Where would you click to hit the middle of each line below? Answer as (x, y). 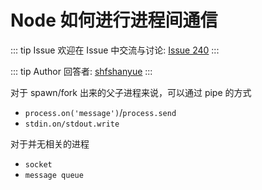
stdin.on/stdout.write (72, 124)
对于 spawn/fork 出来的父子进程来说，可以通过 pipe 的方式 (131, 92)
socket (38, 164)
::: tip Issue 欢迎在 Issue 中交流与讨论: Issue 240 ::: (115, 50)
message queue (54, 175)
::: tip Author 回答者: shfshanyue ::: (81, 71)
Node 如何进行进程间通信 (114, 20)
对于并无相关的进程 (50, 143)
